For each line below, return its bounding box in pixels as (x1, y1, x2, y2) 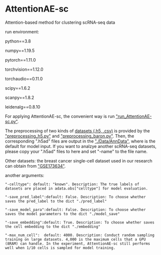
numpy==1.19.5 (5, 48, 35, 53)
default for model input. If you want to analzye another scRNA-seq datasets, (5, 143, 157, 149)
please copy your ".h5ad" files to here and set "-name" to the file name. (5, 148, 148, 154)
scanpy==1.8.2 (5, 95, 35, 100)
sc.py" (5, 118, 18, 124)
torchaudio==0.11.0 (5, 76, 43, 81)
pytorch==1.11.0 (5, 57, 36, 63)
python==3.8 (5, 38, 31, 44)
